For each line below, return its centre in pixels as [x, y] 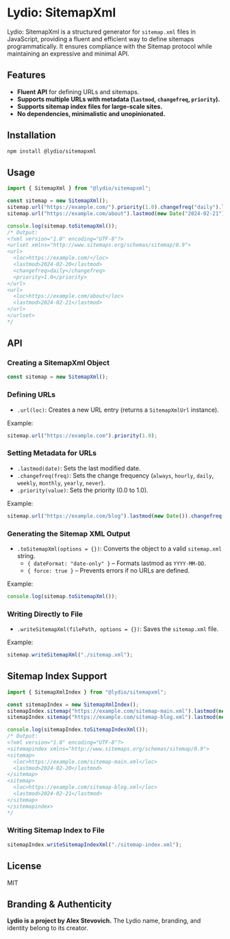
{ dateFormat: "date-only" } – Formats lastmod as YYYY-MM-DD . [117, 563]
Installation [31, 135]
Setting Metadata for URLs [52, 453]
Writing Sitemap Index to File [56, 830]
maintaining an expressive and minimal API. [68, 54]
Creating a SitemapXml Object [58, 363]
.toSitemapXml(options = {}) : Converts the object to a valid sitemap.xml [119, 549]
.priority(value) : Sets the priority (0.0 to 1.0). [82, 490]
